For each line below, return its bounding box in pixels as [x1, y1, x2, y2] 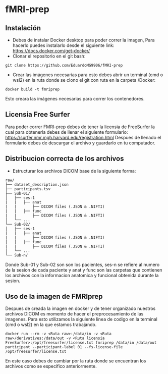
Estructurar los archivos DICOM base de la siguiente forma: [12, 168, 136, 174]
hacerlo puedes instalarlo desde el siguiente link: [12, 42, 115, 48]
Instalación [5, 24, 41, 32]
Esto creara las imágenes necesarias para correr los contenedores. [5, 96, 145, 101]
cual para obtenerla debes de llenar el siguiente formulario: [5, 129, 128, 135]
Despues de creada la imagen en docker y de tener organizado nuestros [5, 305, 156, 311]
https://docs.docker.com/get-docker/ [12, 48, 90, 54]
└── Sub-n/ [5, 252, 28, 258]
